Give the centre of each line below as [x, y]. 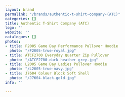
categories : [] [21, 19]
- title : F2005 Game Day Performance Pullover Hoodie [62, 46]
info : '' [14, 82]
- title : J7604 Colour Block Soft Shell [47, 73]
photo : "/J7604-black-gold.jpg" [43, 78]
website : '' [17, 32]
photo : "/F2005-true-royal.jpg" [43, 50]
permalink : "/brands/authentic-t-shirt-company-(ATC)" [63, 14]
